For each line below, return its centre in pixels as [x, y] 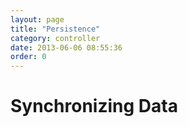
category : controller [55, 38]
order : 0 [28, 57]
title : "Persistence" [55, 29]
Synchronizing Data [94, 106]
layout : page [37, 19]
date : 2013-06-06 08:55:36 [66, 47]
